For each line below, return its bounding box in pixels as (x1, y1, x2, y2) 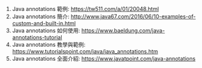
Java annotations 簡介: (12, 13, 70, 20)
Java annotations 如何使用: (12, 27, 81, 34)
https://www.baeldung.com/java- (81, 27, 165, 34)
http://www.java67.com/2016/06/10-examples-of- (70, 13, 196, 20)
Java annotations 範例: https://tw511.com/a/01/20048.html (12, 5, 159, 12)
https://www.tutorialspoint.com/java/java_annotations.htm (12, 48, 159, 55)
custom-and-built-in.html (12, 20, 76, 27)
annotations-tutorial (12, 34, 62, 41)
